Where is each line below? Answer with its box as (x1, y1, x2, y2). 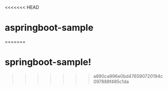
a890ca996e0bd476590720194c (93, 73, 163, 79)
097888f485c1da (93, 78, 129, 84)
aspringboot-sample (5, 22, 94, 33)
